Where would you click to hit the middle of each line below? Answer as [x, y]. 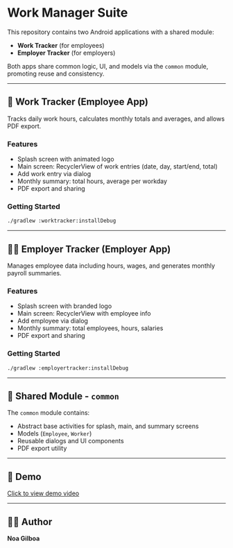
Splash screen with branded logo [64, 306]
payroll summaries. [34, 273]
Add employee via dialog [53, 321]
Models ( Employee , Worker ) [54, 434]
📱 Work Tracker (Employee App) [78, 102]
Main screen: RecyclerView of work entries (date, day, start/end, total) [118, 166]
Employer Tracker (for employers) [66, 53]
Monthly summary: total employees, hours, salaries [90, 328]
